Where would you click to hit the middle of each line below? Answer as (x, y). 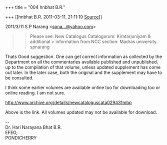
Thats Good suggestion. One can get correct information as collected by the (84, 56)
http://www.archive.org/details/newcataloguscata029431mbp (68, 102)
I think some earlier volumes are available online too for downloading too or (83, 87)
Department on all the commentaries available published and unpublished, (82, 62)
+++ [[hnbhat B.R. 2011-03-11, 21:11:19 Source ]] (54, 17)
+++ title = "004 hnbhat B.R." (35, 7)
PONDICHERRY (21, 138)
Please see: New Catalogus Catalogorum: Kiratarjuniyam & (90, 36)
